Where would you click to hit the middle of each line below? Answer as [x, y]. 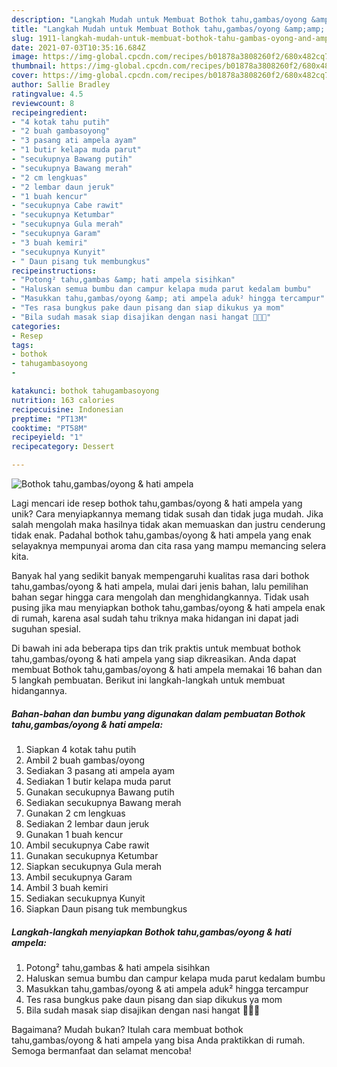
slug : [22, 38]
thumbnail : [34, 66]
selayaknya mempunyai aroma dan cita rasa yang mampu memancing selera [169, 545]
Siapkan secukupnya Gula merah [94, 866]
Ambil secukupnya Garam [79, 877]
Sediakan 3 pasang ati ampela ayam [100, 770]
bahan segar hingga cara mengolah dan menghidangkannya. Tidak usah [160, 597]
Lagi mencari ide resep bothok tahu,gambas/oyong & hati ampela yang [157, 503]
